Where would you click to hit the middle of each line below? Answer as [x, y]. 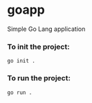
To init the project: [39, 47]
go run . [20, 92]
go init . [21, 61]
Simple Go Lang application [46, 29]
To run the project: [39, 78]
